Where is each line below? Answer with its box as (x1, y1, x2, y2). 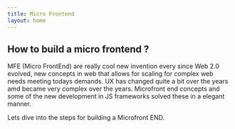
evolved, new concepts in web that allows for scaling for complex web (7, 69, 214, 78)
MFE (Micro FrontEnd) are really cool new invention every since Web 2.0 (7, 62, 219, 71)
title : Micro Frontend (7, 10, 75, 18)
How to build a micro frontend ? (7, 43, 150, 55)
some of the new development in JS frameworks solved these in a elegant (7, 92, 225, 101)
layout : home (7, 17, 46, 24)
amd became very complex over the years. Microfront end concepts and (7, 84, 220, 93)
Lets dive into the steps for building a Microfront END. (7, 113, 165, 122)
